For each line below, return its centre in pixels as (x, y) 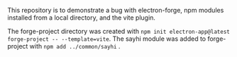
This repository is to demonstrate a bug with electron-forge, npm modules (116, 10)
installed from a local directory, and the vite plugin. (82, 18)
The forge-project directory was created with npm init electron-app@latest (119, 31)
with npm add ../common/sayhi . (75, 46)
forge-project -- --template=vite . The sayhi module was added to (107, 39)
